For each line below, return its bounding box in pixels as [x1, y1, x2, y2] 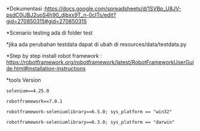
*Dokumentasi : [6, 5, 45, 12]
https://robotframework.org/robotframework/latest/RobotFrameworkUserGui [6, 59, 194, 65]
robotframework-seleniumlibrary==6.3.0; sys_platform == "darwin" [6, 119, 175, 125]
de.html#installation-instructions [6, 65, 86, 72]
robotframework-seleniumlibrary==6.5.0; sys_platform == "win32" [6, 109, 172, 115]
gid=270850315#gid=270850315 [6, 18, 87, 24]
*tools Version [6, 77, 41, 83]
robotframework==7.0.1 [6, 98, 63, 104]
